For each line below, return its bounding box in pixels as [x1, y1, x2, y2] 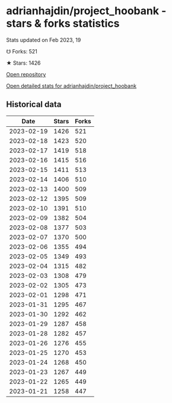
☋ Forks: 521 [6, 47, 37, 55]
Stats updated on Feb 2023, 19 [6, 36, 81, 43]
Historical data [6, 100, 62, 110]
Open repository [6, 71, 46, 78]
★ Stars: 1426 [6, 59, 41, 66]
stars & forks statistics [6, 17, 120, 30]
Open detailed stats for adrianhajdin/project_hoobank [6, 82, 137, 89]
